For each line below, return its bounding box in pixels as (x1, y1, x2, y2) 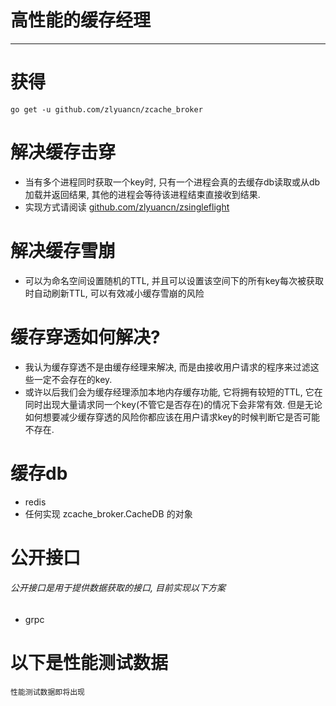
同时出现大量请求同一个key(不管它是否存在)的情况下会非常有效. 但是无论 (24, 398, 323, 410)
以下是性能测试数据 (10, 652, 169, 675)
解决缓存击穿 (10, 141, 117, 164)
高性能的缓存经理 (10, 9, 152, 32)
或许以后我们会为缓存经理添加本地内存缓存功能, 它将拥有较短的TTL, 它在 (24, 386, 323, 398)
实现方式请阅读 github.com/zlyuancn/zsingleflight (24, 201, 230, 213)
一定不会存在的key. (33, 373, 113, 385)
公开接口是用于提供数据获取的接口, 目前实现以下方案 (10, 582, 226, 594)
